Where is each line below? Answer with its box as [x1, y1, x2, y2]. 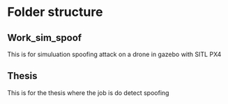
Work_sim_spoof [7, 32, 82, 44]
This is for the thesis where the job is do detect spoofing [7, 88, 169, 97]
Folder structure [7, 4, 103, 20]
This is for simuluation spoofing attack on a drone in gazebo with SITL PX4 [7, 50, 222, 58]
